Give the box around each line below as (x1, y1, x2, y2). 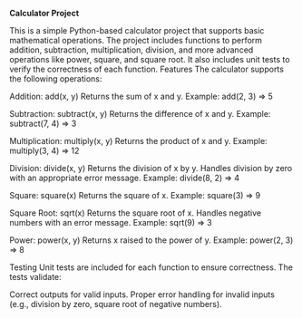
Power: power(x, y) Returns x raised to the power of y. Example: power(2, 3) (9, 235, 294, 246)
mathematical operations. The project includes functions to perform (9, 35, 263, 45)
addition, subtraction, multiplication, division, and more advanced (9, 44, 254, 55)
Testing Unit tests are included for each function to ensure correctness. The (9, 262, 293, 273)
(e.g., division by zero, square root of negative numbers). (9, 299, 222, 309)
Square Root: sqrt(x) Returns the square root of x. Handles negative (9, 207, 261, 218)
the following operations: (9, 73, 102, 84)
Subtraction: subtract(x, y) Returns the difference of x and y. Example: (9, 109, 271, 119)
